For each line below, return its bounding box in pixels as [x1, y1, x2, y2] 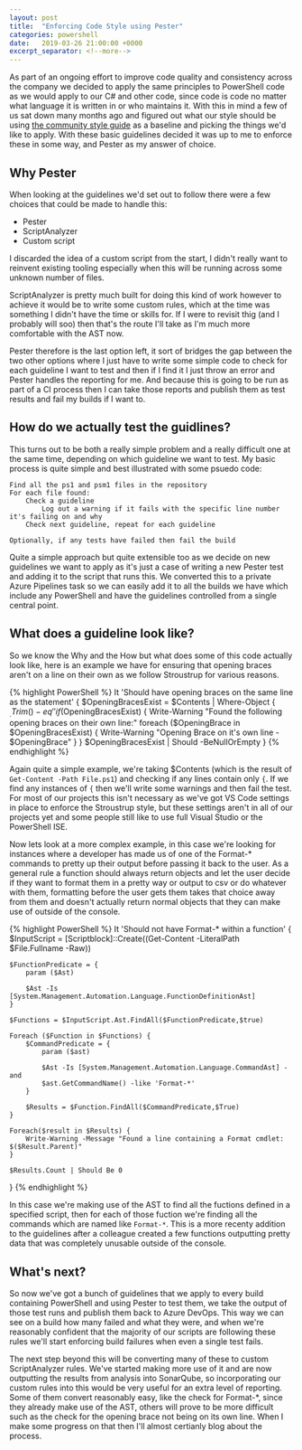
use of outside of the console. [9, 906, 121, 918]
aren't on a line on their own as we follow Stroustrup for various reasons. [9, 669, 279, 680]
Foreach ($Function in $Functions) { [9, 1031, 151, 1040]
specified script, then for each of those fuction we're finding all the [9, 1209, 259, 1220]
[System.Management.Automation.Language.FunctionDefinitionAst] [9, 992, 256, 1002]
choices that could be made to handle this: [9, 198, 168, 209]
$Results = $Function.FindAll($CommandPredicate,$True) [25, 1103, 241, 1112]
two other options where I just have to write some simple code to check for [9, 354, 288, 366]
